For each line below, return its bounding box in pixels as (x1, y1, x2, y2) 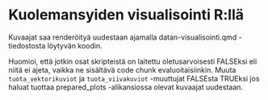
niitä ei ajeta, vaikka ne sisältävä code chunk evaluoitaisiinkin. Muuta (8, 65, 237, 74)
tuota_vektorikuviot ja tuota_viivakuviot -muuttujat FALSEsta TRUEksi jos (8, 73, 260, 83)
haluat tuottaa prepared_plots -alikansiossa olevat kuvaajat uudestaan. (8, 82, 244, 92)
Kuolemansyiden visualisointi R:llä (8, 6, 245, 24)
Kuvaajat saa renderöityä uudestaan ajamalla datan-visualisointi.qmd (8, 32, 237, 42)
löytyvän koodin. (47, 40, 103, 50)
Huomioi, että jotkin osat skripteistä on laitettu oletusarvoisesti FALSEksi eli (8, 56, 258, 66)
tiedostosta (8, 40, 46, 50)
